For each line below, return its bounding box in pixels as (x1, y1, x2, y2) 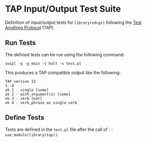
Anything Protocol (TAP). (5, 24, 55, 30)
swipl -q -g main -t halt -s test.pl (5, 61, 82, 66)
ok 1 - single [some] (5, 88, 49, 92)
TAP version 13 (5, 79, 36, 84)
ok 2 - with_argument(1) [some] (5, 91, 71, 97)
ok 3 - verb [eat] (5, 96, 42, 101)
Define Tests (5, 113, 45, 122)
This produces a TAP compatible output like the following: (5, 70, 121, 75)
